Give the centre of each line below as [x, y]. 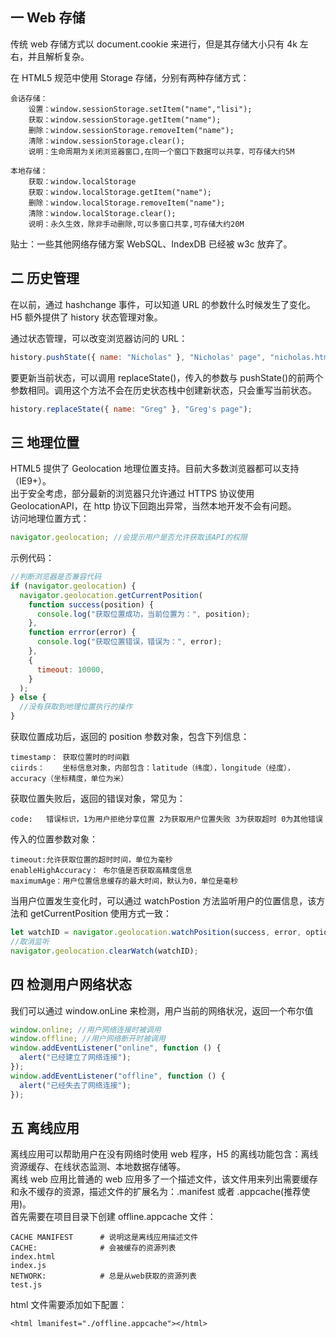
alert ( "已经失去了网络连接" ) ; [75, 1085]
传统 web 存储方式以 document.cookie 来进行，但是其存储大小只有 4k [154, 44]
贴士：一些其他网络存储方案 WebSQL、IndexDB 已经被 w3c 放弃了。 [151, 244]
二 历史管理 [45, 278]
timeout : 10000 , [70, 669]
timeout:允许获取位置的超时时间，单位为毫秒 [91, 860]
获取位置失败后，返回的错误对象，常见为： [98, 799]
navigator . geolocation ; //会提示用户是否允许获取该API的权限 [129, 538]
